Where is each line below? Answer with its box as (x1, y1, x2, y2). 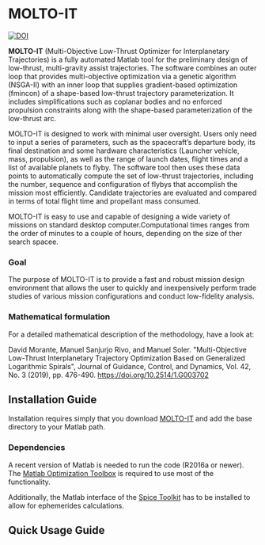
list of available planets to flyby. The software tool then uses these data (8, 162, 240, 172)
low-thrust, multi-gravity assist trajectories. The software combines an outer (8, 63, 257, 72)
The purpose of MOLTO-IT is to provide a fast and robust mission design (8, 275, 245, 284)
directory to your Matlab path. (8, 422, 105, 432)
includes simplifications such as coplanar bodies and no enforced (8, 97, 222, 106)
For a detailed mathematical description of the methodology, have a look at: (8, 330, 255, 339)
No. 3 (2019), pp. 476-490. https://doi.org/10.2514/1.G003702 (8, 370, 210, 379)
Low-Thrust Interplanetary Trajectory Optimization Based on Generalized (8, 353, 245, 363)
